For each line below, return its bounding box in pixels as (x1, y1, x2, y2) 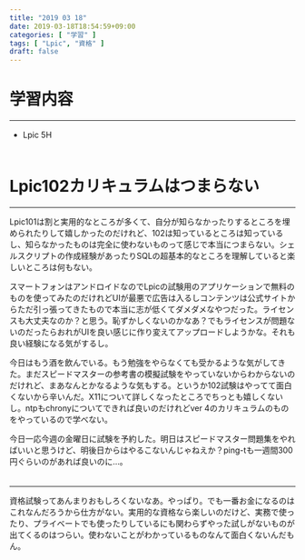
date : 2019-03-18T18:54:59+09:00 (9, 22, 136, 31)
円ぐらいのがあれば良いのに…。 (9, 456, 129, 466)
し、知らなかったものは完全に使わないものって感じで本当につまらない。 (9, 239, 280, 250)
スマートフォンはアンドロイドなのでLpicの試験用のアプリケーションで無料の (9, 281, 295, 292)
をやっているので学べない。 (9, 415, 113, 425)
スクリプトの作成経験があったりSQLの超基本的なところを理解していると (16, 251, 288, 261)
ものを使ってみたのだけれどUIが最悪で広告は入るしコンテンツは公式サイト (9, 293, 288, 303)
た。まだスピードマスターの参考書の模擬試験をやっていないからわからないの (9, 369, 296, 379)
